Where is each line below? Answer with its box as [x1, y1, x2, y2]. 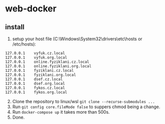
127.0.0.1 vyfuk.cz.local [5, 51, 65, 56]
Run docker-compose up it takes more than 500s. [12, 109, 110, 115]
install [5, 23, 25, 31]
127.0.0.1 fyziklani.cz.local [5, 68, 74, 73]
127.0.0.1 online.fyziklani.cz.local [5, 60, 90, 64]
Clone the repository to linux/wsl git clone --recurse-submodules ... [12, 99, 155, 104]
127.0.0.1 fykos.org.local [5, 90, 68, 95]
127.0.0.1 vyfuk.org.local [5, 55, 68, 60]
